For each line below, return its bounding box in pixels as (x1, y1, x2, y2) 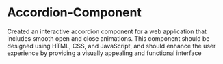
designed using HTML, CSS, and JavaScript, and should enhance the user (7, 42, 216, 50)
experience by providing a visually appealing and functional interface (7, 49, 202, 57)
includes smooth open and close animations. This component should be (7, 34, 210, 42)
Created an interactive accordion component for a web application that (7, 27, 207, 35)
